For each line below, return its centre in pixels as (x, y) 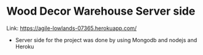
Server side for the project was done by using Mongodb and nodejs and (106, 40)
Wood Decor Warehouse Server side (101, 11)
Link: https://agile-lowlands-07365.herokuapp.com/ (71, 28)
